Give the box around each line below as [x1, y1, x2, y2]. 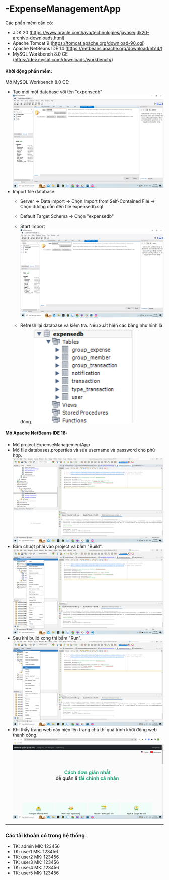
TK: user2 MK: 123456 [12, 854, 59, 860]
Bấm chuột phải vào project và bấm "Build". [12, 543, 103, 549]
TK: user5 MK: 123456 [12, 870, 59, 876]
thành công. [12, 732, 38, 738]
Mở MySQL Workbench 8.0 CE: [5, 79, 70, 85]
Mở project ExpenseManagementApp [12, 441, 90, 447]
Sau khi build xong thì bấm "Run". [12, 635, 82, 641]
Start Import [20, 223, 45, 229]
